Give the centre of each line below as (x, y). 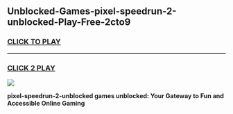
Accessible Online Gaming (46, 103)
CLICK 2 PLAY (31, 68)
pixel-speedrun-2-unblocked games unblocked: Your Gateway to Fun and (115, 95)
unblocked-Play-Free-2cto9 (69, 22)
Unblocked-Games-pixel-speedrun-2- (92, 11)
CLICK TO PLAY (34, 42)
